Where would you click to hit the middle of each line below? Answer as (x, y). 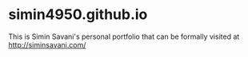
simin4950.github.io (78, 15)
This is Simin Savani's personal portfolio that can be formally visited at (124, 36)
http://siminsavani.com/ (47, 44)
